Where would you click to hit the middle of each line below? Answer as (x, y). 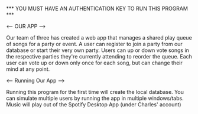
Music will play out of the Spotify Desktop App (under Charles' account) (94, 105)
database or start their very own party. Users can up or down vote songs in (98, 50)
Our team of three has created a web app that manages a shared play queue (99, 38)
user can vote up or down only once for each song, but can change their (94, 63)
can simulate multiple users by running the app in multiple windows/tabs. (95, 98)
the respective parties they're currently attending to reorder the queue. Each (99, 56)
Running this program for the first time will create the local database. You (95, 92)
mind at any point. (28, 69)
